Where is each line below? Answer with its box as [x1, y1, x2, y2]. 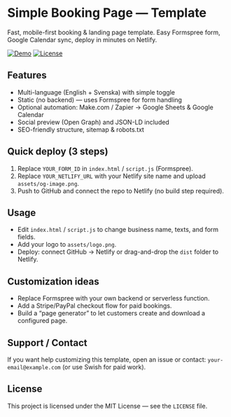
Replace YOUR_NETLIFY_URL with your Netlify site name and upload [17, 172, 206, 180]
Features [7, 69, 47, 81]
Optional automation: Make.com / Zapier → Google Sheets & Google [17, 103, 213, 111]
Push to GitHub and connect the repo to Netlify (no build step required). [17, 186, 224, 195]
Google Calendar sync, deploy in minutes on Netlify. [7, 35, 157, 43]
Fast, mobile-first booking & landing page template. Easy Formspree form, [7, 28, 220, 36]
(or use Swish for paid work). [62, 363, 146, 371]
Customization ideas [7, 275, 99, 287]
